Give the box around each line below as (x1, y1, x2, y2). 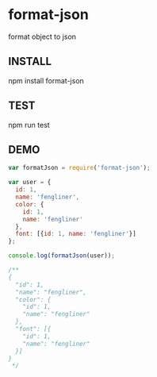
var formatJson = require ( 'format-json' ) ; (8, 164, 151, 172)
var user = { (8, 179, 52, 187)
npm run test (8, 120, 50, 129)
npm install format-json (8, 75, 85, 85)
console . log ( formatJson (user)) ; (8, 252, 115, 260)
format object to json (8, 32, 77, 41)
